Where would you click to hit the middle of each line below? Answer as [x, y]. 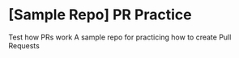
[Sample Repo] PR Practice [100, 15]
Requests [24, 45]
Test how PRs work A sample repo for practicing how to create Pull [120, 37]
